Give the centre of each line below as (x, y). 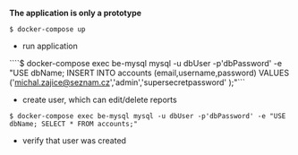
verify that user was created (74, 141)
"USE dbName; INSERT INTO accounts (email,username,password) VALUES (149, 73)
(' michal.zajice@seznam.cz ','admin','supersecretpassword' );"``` (128, 82)
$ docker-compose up (48, 30)
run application (50, 46)
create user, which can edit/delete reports (99, 99)
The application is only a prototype (75, 13)
